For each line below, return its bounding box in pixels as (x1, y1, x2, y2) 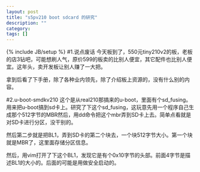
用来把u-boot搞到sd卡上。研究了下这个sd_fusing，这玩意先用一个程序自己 (6, 104, 189, 111)
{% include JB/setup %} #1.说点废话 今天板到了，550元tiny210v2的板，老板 (6, 49, 193, 56)
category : (6, 25, 31, 32)
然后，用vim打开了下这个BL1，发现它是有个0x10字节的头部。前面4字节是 (6, 152, 186, 159)
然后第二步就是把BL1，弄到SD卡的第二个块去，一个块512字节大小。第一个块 (6, 131, 193, 138)
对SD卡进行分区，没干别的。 (6, 119, 77, 126)
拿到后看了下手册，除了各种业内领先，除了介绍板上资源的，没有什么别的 (6, 76, 184, 83)
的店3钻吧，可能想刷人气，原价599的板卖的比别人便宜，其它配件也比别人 (6, 56, 187, 63)
